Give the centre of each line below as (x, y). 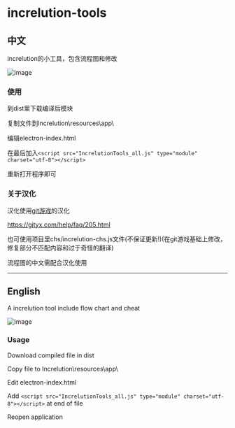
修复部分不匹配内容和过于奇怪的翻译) (60, 248)
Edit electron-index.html (42, 382)
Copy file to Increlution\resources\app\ (63, 369)
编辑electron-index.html (42, 138)
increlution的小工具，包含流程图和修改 (62, 58)
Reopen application (35, 417)
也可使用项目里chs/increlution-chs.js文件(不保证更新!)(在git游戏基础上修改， (117, 238)
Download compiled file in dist (51, 355)
